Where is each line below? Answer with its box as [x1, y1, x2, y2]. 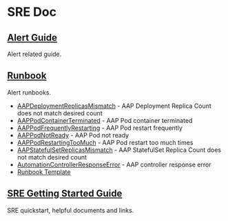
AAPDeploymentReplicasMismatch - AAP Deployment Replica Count [17, 102, 211, 110]
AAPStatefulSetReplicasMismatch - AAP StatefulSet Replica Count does [17, 146, 222, 154]
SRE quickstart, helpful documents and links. [7, 206, 134, 214]
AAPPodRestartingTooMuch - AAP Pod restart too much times [17, 138, 194, 146]
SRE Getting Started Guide [7, 188, 123, 200]
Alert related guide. [7, 50, 62, 58]
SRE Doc [7, 4, 57, 20]
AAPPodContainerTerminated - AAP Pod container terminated [17, 116, 193, 124]
